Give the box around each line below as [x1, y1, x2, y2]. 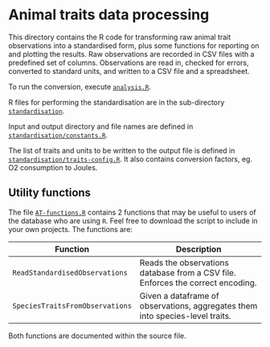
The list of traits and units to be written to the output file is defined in [8, 145, 235, 155]
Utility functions [8, 186, 91, 200]
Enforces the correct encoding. [139, 277, 257, 288]
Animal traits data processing [8, 6, 210, 24]
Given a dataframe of [139, 290, 219, 301]
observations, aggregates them [139, 300, 258, 311]
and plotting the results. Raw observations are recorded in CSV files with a [8, 49, 255, 59]
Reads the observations [139, 257, 229, 268]
